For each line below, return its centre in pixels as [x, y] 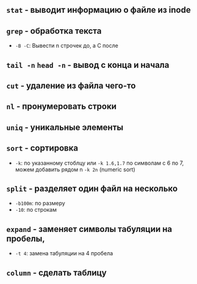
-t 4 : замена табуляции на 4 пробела [64, 253]
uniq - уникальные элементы [65, 127]
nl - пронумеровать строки [62, 106]
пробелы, [26, 238]
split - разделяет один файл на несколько [92, 188]
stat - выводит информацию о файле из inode [99, 10]
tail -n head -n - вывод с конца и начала [88, 65]
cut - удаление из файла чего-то [71, 85]
